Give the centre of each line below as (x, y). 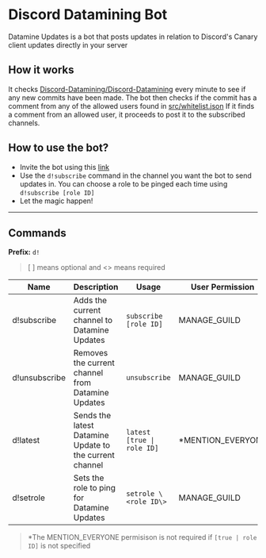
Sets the (89, 478)
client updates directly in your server (68, 44)
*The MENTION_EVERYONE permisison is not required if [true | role (142, 537)
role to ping (95, 488)
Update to (92, 445)
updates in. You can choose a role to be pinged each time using (123, 183)
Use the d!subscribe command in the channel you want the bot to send (135, 175)
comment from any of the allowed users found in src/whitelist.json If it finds (131, 106)
